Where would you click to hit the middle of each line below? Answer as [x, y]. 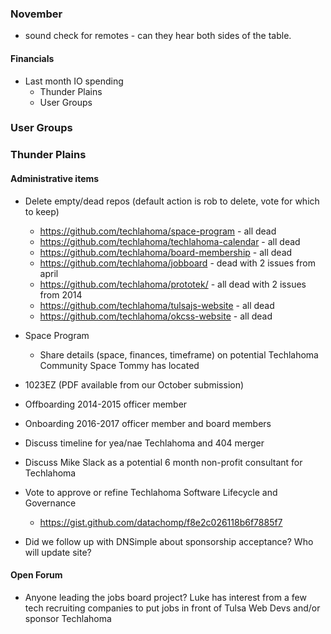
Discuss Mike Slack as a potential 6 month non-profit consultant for [163, 462]
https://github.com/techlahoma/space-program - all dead [158, 231]
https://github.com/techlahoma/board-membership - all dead [166, 252]
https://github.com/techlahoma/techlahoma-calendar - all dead [170, 241]
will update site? [58, 552]
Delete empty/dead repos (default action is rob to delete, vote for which [172, 201]
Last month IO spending [74, 81]
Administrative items [55, 178]
